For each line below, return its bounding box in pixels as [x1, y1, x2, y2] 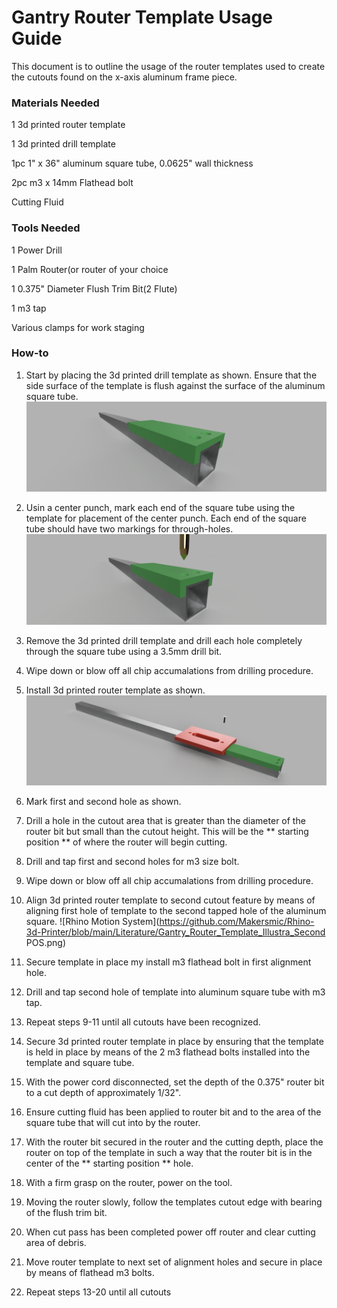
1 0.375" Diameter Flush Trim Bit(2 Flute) [11, 282, 178, 295]
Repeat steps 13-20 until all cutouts [25, 1286, 172, 1298]
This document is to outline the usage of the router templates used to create [11, 60, 326, 72]
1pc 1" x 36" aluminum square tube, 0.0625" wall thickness [11, 157, 254, 170]
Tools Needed [11, 221, 81, 235]
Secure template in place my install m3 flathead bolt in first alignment [25, 956, 312, 968]
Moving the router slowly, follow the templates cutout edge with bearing [25, 1196, 323, 1208]
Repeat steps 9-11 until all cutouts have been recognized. [25, 1016, 261, 1028]
